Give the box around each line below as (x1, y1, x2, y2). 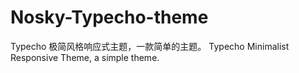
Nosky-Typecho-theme (10, 6, 209, 29)
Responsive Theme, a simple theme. (10, 51, 160, 63)
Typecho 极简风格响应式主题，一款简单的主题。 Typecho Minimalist (10, 40, 290, 52)
